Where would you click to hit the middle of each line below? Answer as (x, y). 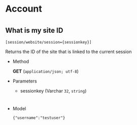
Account (24, 9)
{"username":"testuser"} (39, 118)
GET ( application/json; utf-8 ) (45, 71)
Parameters (25, 81)
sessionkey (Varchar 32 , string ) (53, 91)
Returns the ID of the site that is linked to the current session (68, 52)
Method (21, 61)
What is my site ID (34, 31)
